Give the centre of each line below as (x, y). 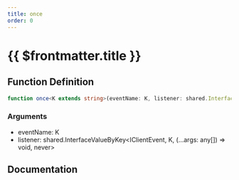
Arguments (27, 117)
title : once (25, 14)
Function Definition (51, 82)
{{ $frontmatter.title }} (74, 56)
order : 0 (20, 21)
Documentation (43, 170)
